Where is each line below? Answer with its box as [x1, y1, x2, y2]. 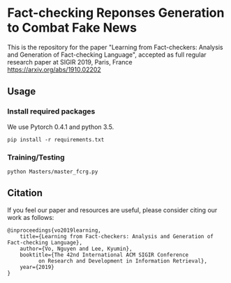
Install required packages [7, 106, 96, 116]
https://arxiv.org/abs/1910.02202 [7, 65, 101, 74]
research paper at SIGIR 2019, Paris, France [7, 57, 133, 66]
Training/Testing [7, 152, 65, 162]
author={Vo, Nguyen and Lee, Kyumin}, [20, 245, 133, 252]
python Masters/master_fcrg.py [7, 168, 98, 175]
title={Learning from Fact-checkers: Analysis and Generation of [20, 233, 214, 240]
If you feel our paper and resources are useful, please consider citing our [7, 205, 218, 214]
